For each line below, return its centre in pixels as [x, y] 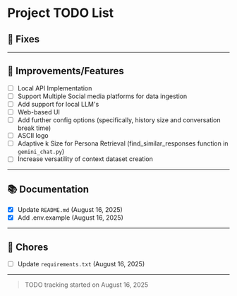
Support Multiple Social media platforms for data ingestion [102, 96]
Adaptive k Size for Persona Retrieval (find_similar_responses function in [123, 143]
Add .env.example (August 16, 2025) [70, 218]
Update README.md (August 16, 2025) [70, 210]
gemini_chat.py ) [41, 152]
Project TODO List [61, 13]
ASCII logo [33, 136]
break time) [34, 128]
